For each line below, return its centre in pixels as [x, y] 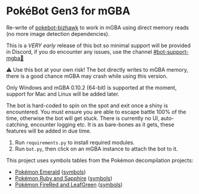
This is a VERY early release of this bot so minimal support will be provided [99, 45]
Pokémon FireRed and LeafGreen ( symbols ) [69, 184]
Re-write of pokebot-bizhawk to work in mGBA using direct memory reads [98, 27]
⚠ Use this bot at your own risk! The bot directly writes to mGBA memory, [97, 69]
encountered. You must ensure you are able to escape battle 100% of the [96, 112]
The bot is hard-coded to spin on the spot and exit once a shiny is [87, 105]
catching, [18, 124]
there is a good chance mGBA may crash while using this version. [87, 76]
